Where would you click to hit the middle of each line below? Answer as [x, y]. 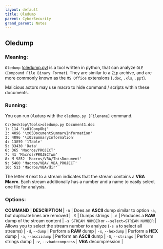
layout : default [21, 10]
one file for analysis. [25, 187]
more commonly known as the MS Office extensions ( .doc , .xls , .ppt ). [76, 78]
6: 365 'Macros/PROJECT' [30, 150]
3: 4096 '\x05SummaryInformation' [40, 138]
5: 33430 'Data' [21, 146]
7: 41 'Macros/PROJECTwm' [31, 155]
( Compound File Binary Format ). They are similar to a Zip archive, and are [79, 73]
